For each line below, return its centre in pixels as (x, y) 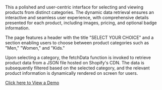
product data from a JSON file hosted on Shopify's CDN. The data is (75, 63)
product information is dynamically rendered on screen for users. (72, 73)
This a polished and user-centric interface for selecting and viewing (74, 7)
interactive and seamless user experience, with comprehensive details (77, 17)
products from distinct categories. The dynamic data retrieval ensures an (80, 12)
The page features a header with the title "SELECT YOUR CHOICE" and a (80, 37)
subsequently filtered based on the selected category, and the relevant (78, 68)
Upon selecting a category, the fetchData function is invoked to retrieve (78, 58)
